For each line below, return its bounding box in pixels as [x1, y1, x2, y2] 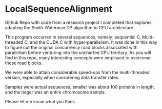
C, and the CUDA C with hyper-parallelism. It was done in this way [24, 39, 158, 45]
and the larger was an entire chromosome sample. [5, 89, 106, 95]
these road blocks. [5, 60, 42, 66]
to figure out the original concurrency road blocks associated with [5, 44, 138, 50]
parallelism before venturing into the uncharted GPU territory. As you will [5, 50, 151, 55]
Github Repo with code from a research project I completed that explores [5, 19, 152, 25]
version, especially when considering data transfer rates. [5, 74, 120, 80]
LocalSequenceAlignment [5, 3, 113, 15]
